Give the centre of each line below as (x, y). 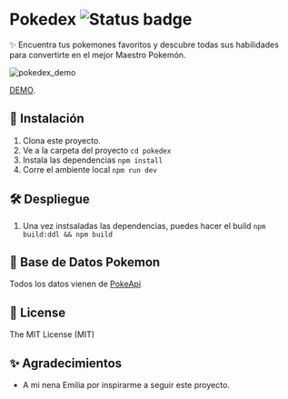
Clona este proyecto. (62, 140)
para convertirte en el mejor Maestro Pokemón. (98, 55)
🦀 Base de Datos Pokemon (85, 262)
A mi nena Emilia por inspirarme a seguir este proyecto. (126, 385)
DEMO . (23, 90)
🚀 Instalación (47, 119)
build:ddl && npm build (68, 234)
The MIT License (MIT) (52, 334)
